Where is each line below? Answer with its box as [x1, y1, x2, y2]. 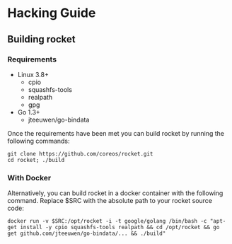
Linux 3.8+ [17, 70, 50, 79]
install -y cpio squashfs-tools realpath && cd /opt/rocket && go [20, 224, 220, 231]
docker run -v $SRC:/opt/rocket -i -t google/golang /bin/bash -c [7, 218, 207, 225]
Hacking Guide [7, 5, 96, 21]
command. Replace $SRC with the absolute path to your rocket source [7, 197, 213, 205]
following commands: [7, 136, 70, 145]
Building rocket [7, 33, 76, 45]
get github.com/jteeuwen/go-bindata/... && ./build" [7, 230, 166, 238]
